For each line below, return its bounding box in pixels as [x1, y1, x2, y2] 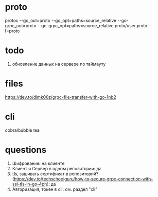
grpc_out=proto [5, 22, 36, 28]
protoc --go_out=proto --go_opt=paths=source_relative [5, 18, 117, 23]
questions [5, 144, 47, 155]
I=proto [5, 28, 20, 34]
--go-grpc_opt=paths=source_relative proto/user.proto [37, 22, 147, 28]
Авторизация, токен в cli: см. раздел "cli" [12, 186, 98, 192]
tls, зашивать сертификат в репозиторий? [12, 171, 99, 177]
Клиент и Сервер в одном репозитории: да [12, 165, 102, 171]
